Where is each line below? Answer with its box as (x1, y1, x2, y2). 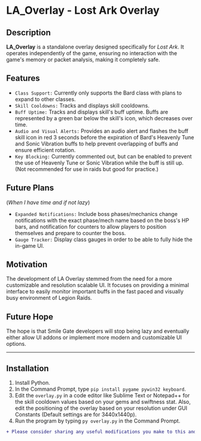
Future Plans (6, 183, 54, 193)
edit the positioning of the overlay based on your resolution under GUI (14, 404, 187, 412)
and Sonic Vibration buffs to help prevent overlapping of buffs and (14, 140, 178, 147)
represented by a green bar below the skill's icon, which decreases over (14, 114, 193, 121)
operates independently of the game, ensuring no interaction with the (6, 50, 178, 57)
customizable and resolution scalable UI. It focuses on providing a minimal (6, 282, 190, 289)
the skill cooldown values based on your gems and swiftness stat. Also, (14, 399, 191, 406)
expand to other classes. (14, 95, 76, 102)
